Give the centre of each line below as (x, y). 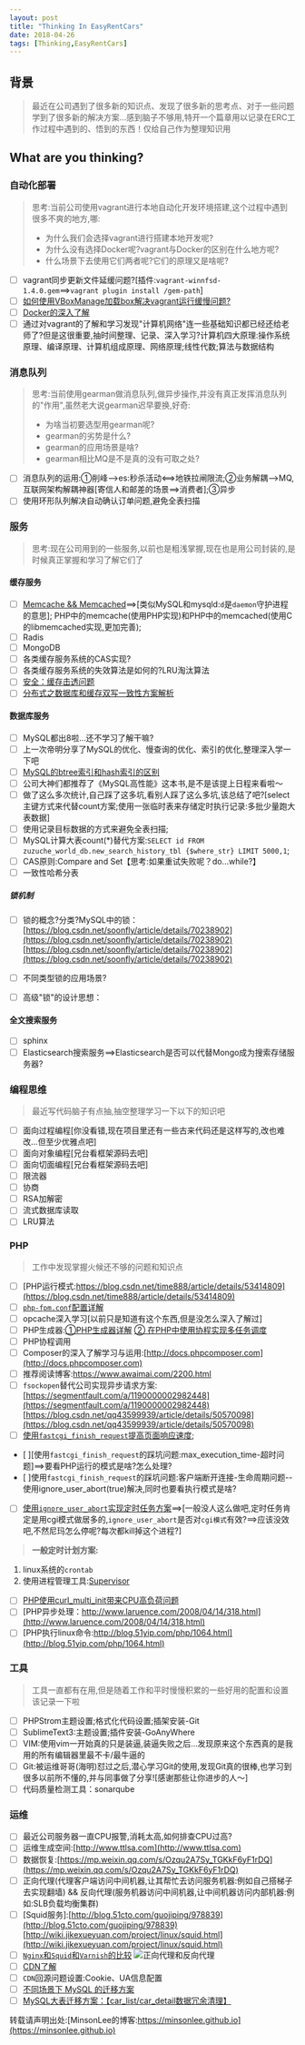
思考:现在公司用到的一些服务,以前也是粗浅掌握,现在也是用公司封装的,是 (163, 548)
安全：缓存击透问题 (59, 682)
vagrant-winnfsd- (188, 280)
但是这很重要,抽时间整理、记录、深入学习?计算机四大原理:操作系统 (166, 335)
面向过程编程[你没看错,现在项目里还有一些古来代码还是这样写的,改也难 (153, 1130)
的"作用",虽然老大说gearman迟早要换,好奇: (111, 405)
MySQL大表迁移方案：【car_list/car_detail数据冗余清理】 (127, 2000)
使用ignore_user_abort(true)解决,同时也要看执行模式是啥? (129, 1489)
